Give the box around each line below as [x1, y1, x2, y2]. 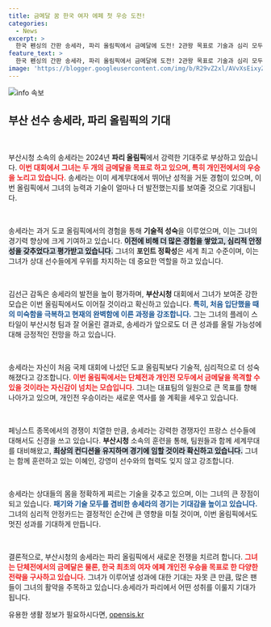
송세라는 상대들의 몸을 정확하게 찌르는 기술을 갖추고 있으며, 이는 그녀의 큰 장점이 [8, 489, 261, 498]
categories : [8, 19, 48, 28]
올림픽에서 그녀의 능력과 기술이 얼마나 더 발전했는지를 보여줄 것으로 [16, 183, 228, 193]
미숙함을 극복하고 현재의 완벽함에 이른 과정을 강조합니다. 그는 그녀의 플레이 [16, 309, 250, 319]
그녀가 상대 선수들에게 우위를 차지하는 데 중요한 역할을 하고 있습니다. [8, 256, 223, 265]
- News [15, 27, 38, 35]
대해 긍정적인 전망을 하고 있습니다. [8, 329, 116, 339]
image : [8, 65, 31, 73]
